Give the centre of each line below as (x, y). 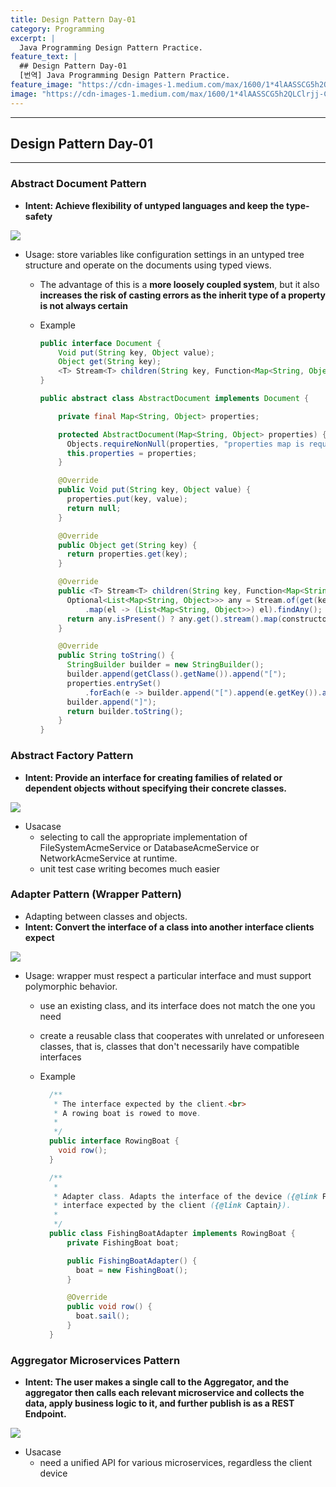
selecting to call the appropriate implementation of (143, 837)
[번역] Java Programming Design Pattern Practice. (125, 76)
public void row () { (109, 1307)
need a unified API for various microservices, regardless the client (175, 1463)
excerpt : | (33, 38)
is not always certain (83, 305)
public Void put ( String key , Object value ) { (155, 490)
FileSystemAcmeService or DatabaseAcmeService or (149, 847)
